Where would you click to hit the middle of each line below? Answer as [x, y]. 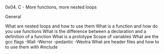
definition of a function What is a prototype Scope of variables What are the [82, 37]
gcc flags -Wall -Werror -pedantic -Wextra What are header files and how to [82, 42]
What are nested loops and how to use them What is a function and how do [82, 26]
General [13, 16]
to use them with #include [32, 47]
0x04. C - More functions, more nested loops [51, 7]
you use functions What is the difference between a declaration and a [76, 31]
